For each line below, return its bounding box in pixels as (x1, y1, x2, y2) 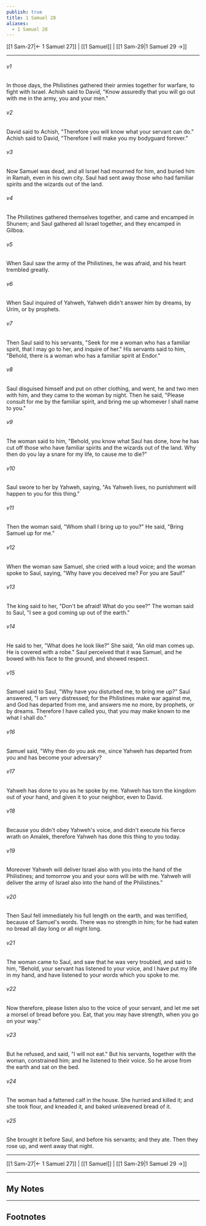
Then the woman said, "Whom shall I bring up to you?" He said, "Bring (6, 523, 184, 531)
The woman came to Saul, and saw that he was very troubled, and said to (6, 958, 192, 965)
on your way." (6, 1017, 41, 1025)
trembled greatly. (6, 266, 50, 274)
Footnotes (6, 1211, 46, 1222)
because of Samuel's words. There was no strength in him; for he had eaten (6, 919, 198, 926)
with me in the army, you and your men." (6, 94, 109, 102)
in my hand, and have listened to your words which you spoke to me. (6, 971, 180, 979)
